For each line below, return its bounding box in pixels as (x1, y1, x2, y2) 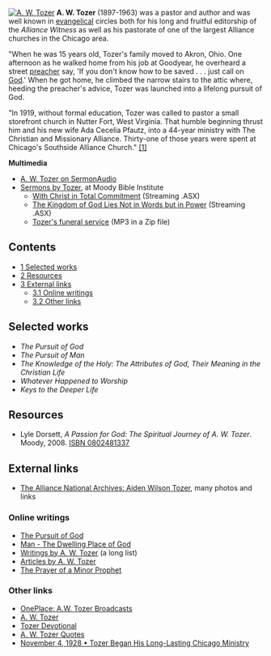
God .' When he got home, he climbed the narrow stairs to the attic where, (8, 75, 253, 84)
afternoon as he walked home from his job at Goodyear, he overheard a (8, 58, 247, 67)
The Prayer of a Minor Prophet (19, 564, 122, 575)
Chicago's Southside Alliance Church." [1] (8, 143, 147, 152)
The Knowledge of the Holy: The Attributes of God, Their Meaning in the (19, 358, 261, 368)
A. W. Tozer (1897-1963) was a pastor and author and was (56, 8, 251, 17)
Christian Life (19, 367, 66, 377)
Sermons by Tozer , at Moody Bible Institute (19, 182, 164, 192)
